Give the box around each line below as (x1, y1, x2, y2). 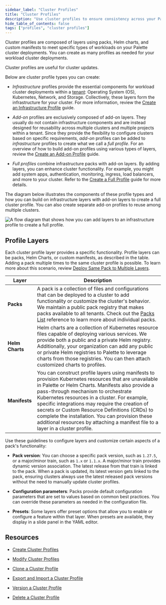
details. (12, 182, 28, 188)
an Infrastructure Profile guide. (12, 105, 75, 111)
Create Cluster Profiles (12, 546, 59, 552)
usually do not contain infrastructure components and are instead (12, 120, 146, 126)
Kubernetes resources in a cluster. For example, (37, 394, 148, 401)
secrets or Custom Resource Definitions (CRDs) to (37, 406, 154, 413)
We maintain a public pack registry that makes (37, 304, 144, 311)
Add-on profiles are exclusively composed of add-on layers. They (12, 114, 147, 120)
